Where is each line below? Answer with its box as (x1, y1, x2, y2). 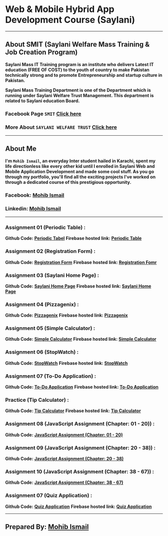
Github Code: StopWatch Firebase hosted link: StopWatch (5, 360, 128, 366)
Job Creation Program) (5, 48, 78, 57)
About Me (5, 144, 36, 153)
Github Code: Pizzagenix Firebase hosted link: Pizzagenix (5, 312, 128, 319)
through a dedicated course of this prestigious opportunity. (5, 179, 131, 185)
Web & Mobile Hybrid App (5, 4, 114, 15)
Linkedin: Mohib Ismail (5, 205, 61, 212)
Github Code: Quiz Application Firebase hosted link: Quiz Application (5, 503, 152, 509)
